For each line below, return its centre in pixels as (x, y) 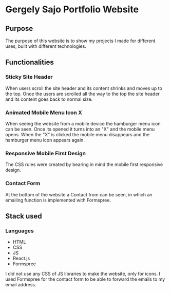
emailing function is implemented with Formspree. (58, 200)
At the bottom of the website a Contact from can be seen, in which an (79, 194)
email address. (21, 285)
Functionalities (30, 62)
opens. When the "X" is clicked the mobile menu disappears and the (78, 134)
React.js (21, 259)
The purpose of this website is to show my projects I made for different (80, 41)
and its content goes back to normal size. (49, 99)
